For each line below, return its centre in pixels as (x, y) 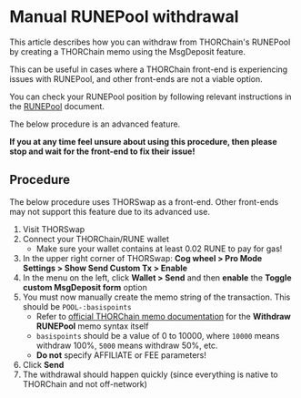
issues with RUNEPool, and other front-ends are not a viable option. (136, 78)
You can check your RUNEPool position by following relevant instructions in (151, 97)
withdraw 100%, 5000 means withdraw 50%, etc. (127, 345)
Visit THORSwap (54, 229)
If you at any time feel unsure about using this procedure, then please (143, 141)
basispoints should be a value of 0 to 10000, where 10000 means (158, 335)
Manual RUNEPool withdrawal (124, 17)
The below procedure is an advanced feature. (95, 124)
